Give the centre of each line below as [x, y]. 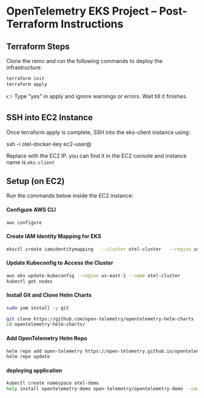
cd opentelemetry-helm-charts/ [46, 325]
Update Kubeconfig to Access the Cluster [60, 263]
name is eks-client [30, 162]
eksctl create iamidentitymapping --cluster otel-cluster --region [99, 249]
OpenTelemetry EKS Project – [82, 11]
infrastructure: [24, 67]
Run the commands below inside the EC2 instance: [70, 196]
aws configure [24, 223]
